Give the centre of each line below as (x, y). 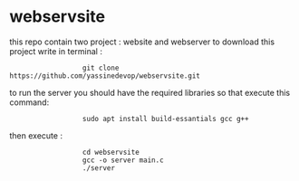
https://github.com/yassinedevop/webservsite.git (105, 76)
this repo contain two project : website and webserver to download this (142, 42)
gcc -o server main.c (123, 160)
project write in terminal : (56, 51)
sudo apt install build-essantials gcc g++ (165, 119)
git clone (101, 68)
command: (29, 102)
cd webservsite (111, 152)
